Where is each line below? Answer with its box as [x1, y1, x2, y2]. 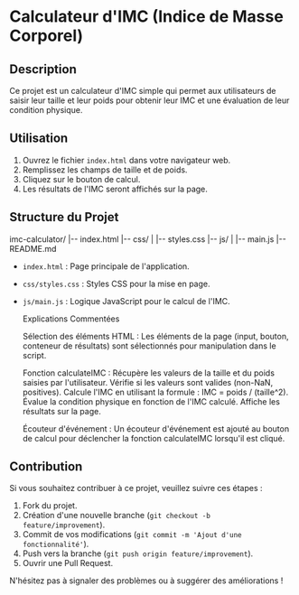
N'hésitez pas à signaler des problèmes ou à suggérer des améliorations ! [9, 575, 284, 586]
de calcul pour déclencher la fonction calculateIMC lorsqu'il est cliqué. [22, 432, 285, 443]
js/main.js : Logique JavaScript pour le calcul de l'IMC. [22, 295, 230, 306]
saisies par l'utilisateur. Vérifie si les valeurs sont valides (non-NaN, [22, 377, 274, 387]
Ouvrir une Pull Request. [22, 558, 114, 569]
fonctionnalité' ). [22, 539, 89, 550]
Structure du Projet [9, 209, 119, 225]
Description [9, 61, 77, 77]
